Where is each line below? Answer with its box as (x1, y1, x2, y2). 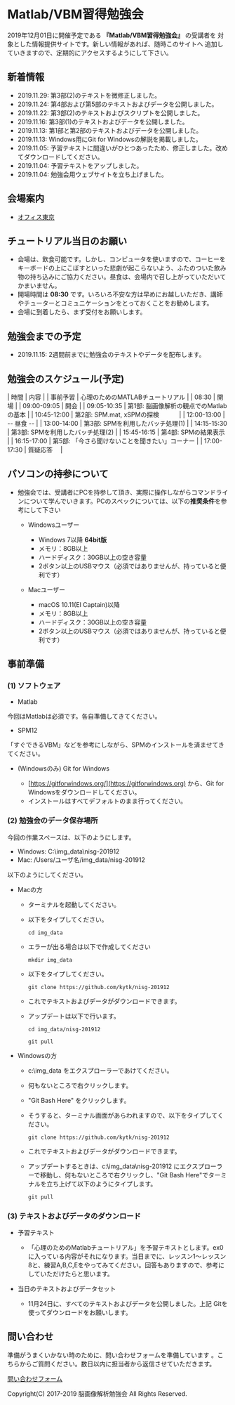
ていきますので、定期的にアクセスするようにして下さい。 (7, 48, 173, 57)
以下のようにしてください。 (7, 870, 88, 879)
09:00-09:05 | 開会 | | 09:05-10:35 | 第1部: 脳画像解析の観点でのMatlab (22, 402, 227, 410)
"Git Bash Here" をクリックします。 (27, 1096, 130, 1104)
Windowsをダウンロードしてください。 (27, 788, 141, 796)
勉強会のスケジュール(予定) (7, 373, 125, 385)
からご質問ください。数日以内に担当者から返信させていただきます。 (19, 1359, 216, 1368)
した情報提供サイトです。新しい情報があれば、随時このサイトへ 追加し (19, 39, 224, 48)
